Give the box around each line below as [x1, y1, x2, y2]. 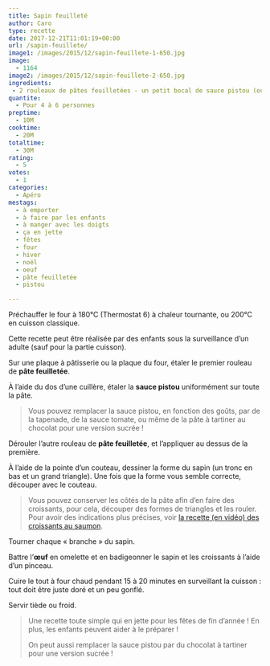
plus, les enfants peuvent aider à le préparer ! [27, 624, 179, 635]
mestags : [8, 198, 38, 206]
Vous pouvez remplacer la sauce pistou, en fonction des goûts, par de [27, 407, 261, 416]
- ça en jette [15, 228, 63, 237]
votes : [8, 169, 31, 177]
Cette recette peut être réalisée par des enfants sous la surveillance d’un [8, 334, 249, 344]
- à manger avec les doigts [15, 221, 110, 229]
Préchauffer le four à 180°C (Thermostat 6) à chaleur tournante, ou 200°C [8, 310, 253, 320]
